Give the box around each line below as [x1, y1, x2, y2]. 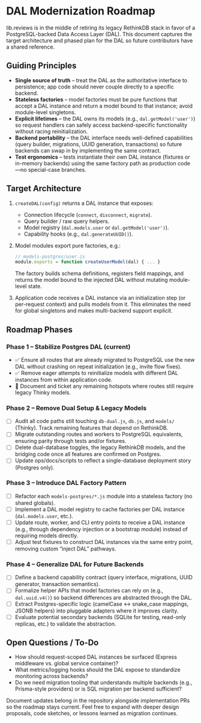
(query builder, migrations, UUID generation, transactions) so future [14, 140, 182, 148]
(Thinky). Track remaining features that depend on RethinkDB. [14, 424, 169, 432]
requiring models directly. [14, 532, 79, 539]
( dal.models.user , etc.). [14, 512, 74, 519]
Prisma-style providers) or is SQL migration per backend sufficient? [14, 685, 182, 692]
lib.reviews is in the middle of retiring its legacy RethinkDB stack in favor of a [6, 24, 196, 31]
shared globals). [14, 499, 55, 506]
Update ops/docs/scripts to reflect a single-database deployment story [14, 457, 191, 464]
